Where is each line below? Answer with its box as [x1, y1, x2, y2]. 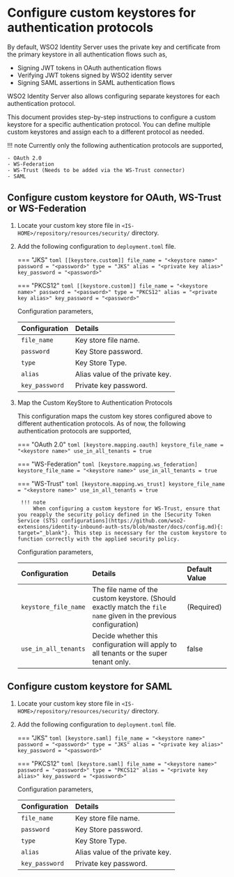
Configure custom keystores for [7, 5, 196, 21]
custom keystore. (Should [92, 593, 176, 603]
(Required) [187, 602, 222, 612]
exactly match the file [92, 602, 167, 612]
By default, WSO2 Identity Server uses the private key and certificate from [7, 42, 221, 51]
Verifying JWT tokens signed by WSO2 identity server [17, 71, 173, 79]
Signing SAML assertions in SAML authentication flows [17, 78, 175, 86]
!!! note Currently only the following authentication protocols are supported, [7, 141, 224, 149]
